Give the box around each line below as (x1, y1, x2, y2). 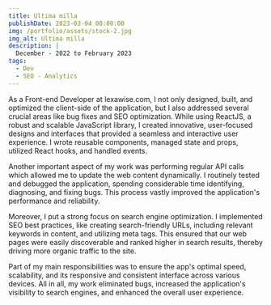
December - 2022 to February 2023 (15, 49, 132, 57)
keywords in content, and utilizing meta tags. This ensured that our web (8, 228, 248, 239)
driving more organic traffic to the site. (8, 246, 137, 256)
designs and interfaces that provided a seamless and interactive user (8, 129, 239, 138)
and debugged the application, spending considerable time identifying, (8, 179, 244, 189)
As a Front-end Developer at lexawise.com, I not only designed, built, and (8, 94, 253, 104)
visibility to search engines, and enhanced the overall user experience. (8, 287, 244, 297)
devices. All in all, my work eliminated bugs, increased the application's (8, 278, 246, 288)
